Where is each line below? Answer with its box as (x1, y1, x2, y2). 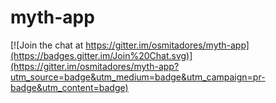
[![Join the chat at (10, 39, 84, 51)
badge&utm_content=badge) (10, 81, 129, 93)
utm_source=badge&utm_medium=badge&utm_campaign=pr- (10, 71, 266, 83)
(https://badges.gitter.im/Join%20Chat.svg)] (10, 49, 193, 61)
